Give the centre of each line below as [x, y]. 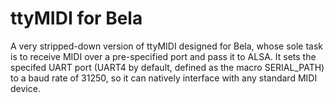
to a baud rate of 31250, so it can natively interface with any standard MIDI [164, 78]
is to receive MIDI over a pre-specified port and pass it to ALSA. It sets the [163, 56]
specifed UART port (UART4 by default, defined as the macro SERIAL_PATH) [167, 67]
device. [25, 88]
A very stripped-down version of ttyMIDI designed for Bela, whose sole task [167, 46]
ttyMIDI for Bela [76, 18]
